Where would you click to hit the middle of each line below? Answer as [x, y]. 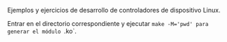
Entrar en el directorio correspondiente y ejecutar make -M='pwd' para [108, 23]
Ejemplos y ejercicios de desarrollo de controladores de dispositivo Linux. [114, 10]
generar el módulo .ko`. [42, 31]
